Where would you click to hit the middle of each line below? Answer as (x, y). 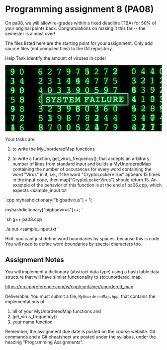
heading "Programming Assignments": (44, 342)
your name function (33, 322)
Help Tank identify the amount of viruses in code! (56, 58)
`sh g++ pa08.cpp (24, 219)
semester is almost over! (30, 33)
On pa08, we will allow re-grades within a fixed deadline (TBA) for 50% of (81, 23)
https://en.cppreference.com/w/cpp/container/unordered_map (69, 287)
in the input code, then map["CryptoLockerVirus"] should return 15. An (84, 180)
